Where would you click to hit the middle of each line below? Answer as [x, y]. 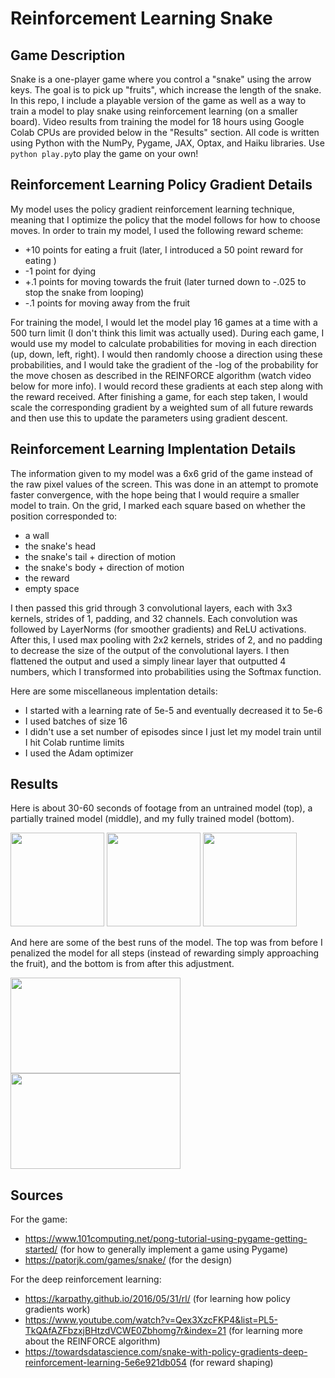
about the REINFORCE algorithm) [92, 1341]
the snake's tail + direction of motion [100, 556]
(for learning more [265, 1331]
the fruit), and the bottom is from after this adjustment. [122, 964]
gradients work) [57, 1309]
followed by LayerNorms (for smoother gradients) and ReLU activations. [158, 629]
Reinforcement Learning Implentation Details [153, 449]
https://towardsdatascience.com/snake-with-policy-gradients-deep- [166, 1352]
